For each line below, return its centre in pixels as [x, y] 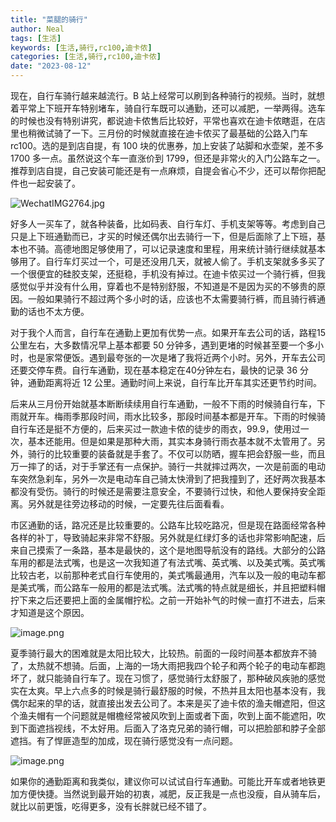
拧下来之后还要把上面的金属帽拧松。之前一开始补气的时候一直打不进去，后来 [168, 600]
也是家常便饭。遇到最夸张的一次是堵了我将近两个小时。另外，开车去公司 [176, 357]
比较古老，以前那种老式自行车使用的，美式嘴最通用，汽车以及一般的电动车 [163, 575]
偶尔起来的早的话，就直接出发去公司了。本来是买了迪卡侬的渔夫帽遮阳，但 [163, 703]
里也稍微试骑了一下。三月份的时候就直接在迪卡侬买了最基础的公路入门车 [159, 133]
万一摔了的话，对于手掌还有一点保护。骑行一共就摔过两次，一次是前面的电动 [168, 466]
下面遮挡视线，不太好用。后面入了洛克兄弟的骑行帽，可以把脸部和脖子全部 [172, 728]
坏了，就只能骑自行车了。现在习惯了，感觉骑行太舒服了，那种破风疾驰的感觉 [168, 678]
